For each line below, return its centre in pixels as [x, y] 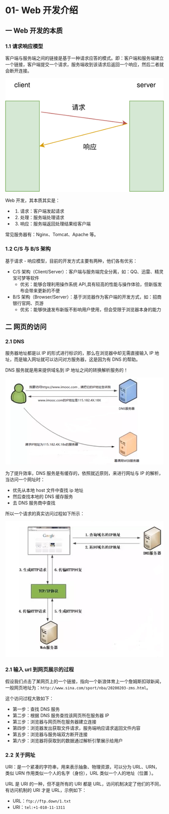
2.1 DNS [15, 341]
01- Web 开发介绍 [42, 10]
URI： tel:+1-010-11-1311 [39, 807]
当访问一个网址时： [25, 479]
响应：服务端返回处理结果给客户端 [55, 224]
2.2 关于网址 [20, 755]
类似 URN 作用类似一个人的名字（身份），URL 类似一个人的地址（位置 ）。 [81, 773]
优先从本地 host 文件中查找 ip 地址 [48, 491]
